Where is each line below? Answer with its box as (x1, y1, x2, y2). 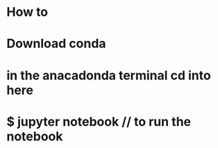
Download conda (6, 36, 106, 52)
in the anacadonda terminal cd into (6, 67, 211, 83)
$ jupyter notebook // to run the (6, 113, 192, 129)
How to (6, 4, 49, 20)
